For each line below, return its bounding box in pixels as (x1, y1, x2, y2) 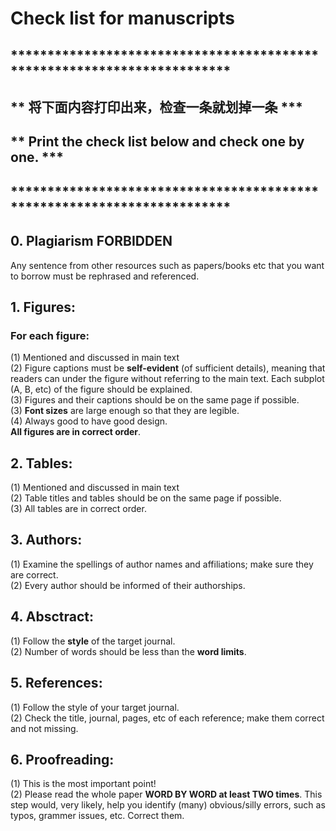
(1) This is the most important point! (10, 778, 157, 790)
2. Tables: (10, 455, 73, 472)
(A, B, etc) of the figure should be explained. (10, 383, 193, 396)
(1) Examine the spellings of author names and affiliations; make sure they (10, 558, 314, 570)
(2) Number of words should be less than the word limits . (10, 645, 247, 657)
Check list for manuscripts (10, 7, 235, 30)
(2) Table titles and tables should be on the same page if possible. (10, 492, 282, 504)
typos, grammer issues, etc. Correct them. (10, 810, 185, 822)
